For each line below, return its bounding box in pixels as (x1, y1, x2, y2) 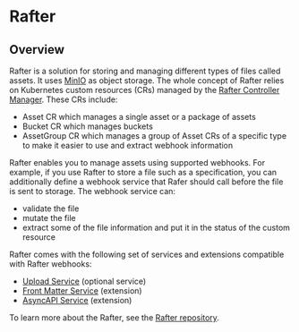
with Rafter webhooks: (9, 259, 92, 269)
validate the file (21, 203, 80, 214)
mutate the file (21, 213, 76, 223)
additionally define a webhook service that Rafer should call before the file (9, 176, 284, 187)
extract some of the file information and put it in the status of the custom (21, 222, 291, 233)
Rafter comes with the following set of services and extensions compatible (9, 249, 285, 260)
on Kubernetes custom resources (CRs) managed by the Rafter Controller (9, 85, 280, 95)
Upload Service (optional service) (21, 276, 147, 286)
